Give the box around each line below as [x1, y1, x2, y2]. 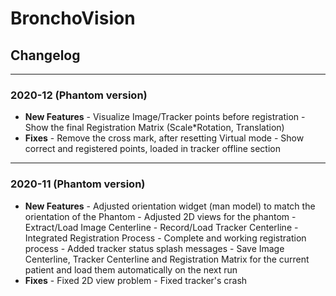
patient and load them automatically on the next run [24, 263, 238, 276]
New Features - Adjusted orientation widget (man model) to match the [24, 200, 316, 212]
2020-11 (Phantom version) [10, 177, 146, 191]
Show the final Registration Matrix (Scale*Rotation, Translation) [24, 122, 285, 134]
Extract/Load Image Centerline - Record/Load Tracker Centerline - [24, 221, 299, 233]
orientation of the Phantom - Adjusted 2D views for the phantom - [24, 210, 297, 222]
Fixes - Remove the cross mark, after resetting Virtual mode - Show [24, 132, 305, 144]
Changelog [10, 47, 81, 64]
